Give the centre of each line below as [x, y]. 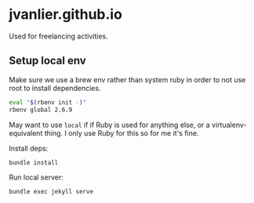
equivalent [26, 133]
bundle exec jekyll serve [51, 192]
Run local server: [36, 177]
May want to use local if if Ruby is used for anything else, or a [109, 125]
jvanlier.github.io [65, 14]
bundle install [34, 162]
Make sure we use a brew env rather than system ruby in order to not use [127, 79]
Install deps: [29, 148]
